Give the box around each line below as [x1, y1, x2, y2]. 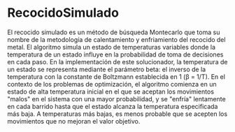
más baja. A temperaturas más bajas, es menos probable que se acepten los [7, 110, 228, 118]
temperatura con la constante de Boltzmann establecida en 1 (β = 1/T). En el [7, 72, 226, 81]
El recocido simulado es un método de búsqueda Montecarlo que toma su [7, 28, 220, 36]
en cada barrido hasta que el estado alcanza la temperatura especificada [7, 102, 218, 110]
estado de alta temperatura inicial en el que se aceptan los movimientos [7, 87, 215, 96]
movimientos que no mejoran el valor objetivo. [7, 117, 141, 125]
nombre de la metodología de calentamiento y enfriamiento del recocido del [7, 35, 226, 43]
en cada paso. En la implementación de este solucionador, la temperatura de [7, 57, 228, 66]
